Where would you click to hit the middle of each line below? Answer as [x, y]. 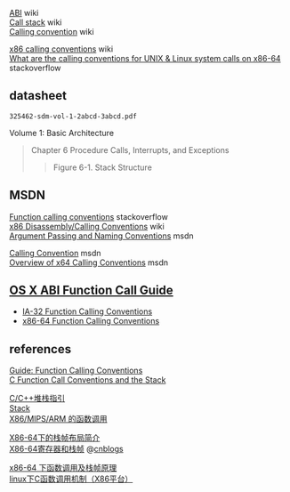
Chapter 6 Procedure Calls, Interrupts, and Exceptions [130, 149]
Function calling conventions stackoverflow [89, 216]
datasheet [38, 96]
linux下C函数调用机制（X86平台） [71, 479]
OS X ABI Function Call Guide [91, 290]
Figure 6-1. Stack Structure [103, 167]
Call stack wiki [36, 22]
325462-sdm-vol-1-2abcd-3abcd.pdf [73, 116]
